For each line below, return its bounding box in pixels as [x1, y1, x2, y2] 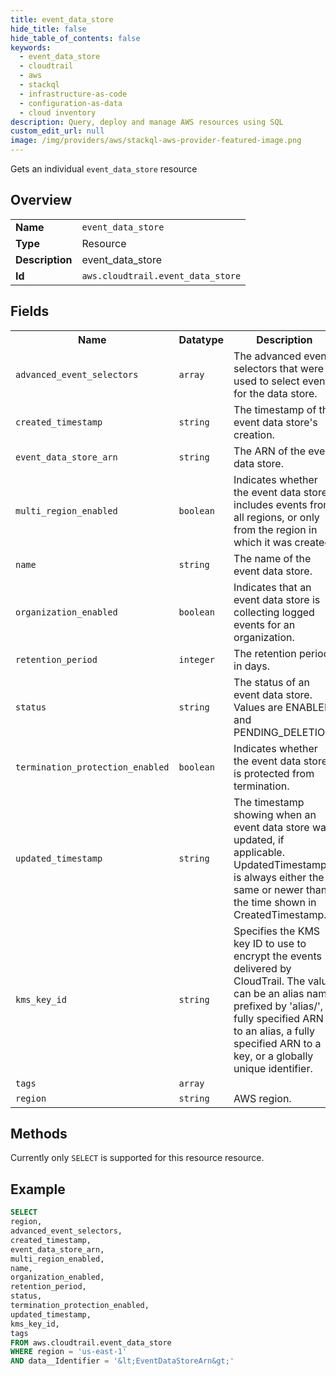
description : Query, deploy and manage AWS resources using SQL [10, 117, 284, 127]
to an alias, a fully [233, 1024, 316, 1038]
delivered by [233, 961, 292, 975]
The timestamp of [233, 402, 317, 416]
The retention [233, 646, 297, 660]
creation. [233, 427, 275, 441]
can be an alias [233, 986, 305, 1000]
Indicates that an [233, 580, 312, 594]
